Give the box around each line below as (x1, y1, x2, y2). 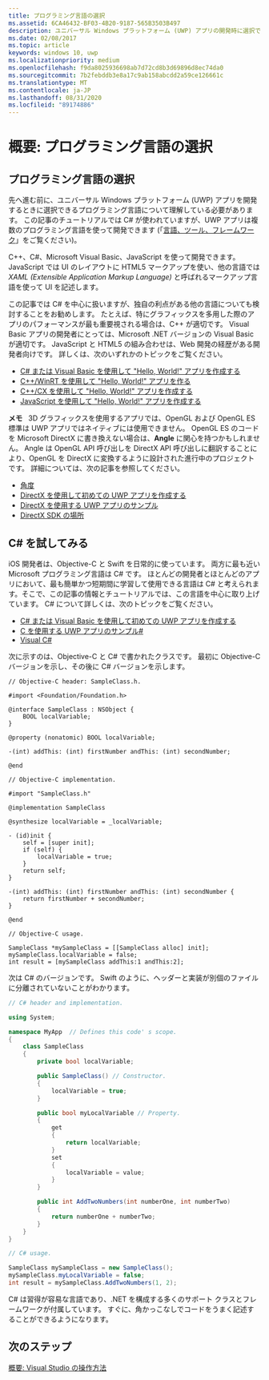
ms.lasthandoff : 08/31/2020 (8, 94, 102, 102)
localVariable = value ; (65, 1169, 146, 1177)
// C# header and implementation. (8, 999, 124, 1007)
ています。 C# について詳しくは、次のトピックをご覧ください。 (8, 598, 218, 609)
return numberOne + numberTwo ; (50, 1213, 156, 1221)
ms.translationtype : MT (8, 78, 88, 87)
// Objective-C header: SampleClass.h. (8, 678, 142, 686)
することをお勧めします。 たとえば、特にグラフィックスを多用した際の (14, 309, 248, 319)
